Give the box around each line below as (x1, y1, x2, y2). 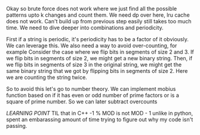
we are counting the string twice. (6, 74, 88, 81)
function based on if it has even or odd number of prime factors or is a (6, 92, 179, 99)
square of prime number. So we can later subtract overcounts (6, 98, 158, 105)
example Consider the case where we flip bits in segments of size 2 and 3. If (6, 48, 194, 56)
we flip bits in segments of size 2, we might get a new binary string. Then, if (6, 55, 193, 62)
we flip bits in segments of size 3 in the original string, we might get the (6, 61, 182, 68)
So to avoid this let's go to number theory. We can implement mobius (6, 85, 176, 92)
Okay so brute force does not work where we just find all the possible (6, 5, 177, 12)
